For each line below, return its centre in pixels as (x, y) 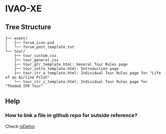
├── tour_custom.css (35, 56)
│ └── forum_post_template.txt (40, 47)
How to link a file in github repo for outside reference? (71, 116)
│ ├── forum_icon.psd (30, 43)
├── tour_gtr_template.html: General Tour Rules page (71, 65)
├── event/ (16, 38)
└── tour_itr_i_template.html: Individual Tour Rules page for (81, 82)
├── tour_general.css (36, 60)
